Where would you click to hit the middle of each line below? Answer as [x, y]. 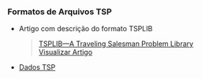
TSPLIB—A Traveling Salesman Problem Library [116, 44]
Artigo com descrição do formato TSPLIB [86, 29]
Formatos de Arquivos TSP [60, 12]
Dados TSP [37, 67]
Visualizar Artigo [65, 52]
